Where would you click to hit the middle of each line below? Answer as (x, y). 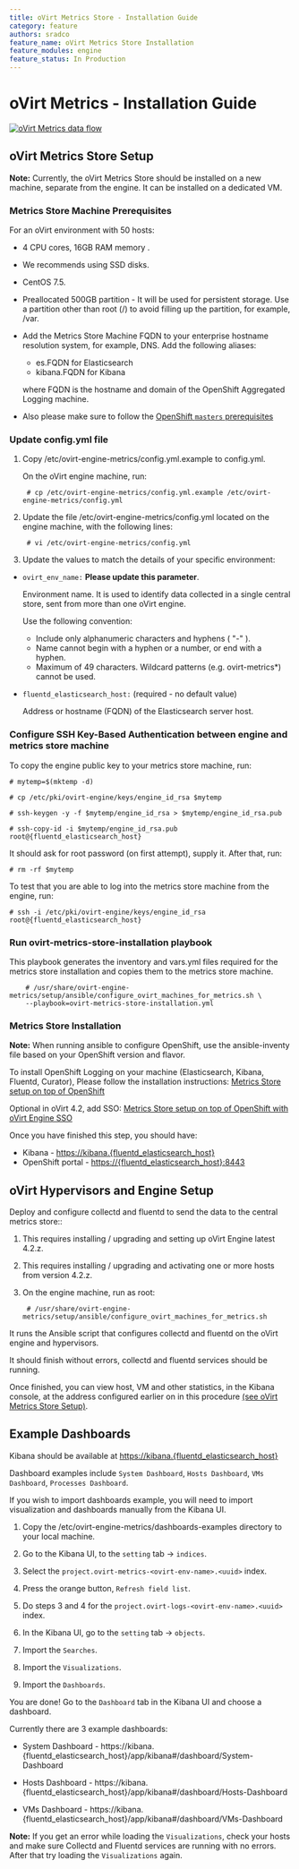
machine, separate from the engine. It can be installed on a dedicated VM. (146, 187)
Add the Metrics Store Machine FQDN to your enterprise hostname (145, 336)
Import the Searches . (60, 1650)
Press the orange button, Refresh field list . (106, 1588)
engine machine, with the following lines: (97, 527)
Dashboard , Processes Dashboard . (69, 1482)
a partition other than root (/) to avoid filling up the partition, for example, (156, 309)
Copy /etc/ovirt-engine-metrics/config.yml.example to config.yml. (144, 459)
